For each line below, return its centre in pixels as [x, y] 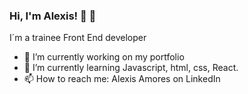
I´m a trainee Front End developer [78, 38]
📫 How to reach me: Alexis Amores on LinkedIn [122, 79]
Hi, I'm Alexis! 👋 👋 [53, 16]
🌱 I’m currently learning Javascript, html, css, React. [131, 68]
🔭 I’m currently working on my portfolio [104, 57]
